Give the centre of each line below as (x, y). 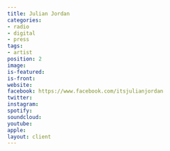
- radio (18, 26)
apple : (17, 130)
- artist (20, 53)
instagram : (23, 104)
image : (17, 65)
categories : (24, 20)
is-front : (22, 78)
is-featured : (26, 72)
